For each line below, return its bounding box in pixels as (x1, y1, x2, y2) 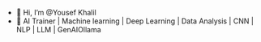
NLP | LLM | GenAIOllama (15, 25, 101, 34)
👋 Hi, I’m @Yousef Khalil (15, 8, 97, 17)
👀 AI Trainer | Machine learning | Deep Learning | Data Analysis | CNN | (15, 16, 254, 26)
